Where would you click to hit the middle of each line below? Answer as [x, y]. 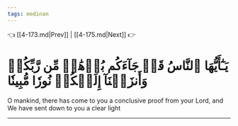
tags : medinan [28, 14]
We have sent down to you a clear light [64, 108]
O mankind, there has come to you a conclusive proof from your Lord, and [115, 101]
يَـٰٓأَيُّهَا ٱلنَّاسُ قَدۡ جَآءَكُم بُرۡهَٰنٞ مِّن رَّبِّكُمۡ [118, 65]
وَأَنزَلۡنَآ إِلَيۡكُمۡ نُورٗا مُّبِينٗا [77, 80]
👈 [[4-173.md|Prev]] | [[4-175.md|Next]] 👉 [72, 34]
